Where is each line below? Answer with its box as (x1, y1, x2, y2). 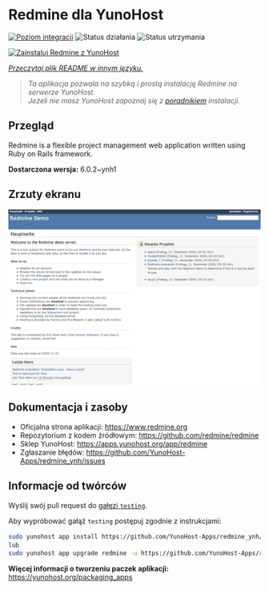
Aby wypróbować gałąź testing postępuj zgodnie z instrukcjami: (8, 515, 222, 526)
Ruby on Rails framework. (8, 148, 94, 158)
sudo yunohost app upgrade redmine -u (8, 549, 138, 558)
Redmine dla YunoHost (8, 6, 164, 24)
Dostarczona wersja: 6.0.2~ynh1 (8, 164, 117, 174)
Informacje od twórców (8, 479, 126, 493)
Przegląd (8, 119, 54, 133)
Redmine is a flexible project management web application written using (8, 140, 246, 150)
